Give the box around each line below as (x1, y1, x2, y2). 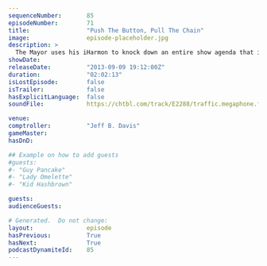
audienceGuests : (8, 202, 62, 210)
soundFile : (8, 100, 44, 108)
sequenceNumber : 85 (8, 11, 94, 20)
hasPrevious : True (8, 231, 102, 239)
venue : (8, 114, 30, 123)
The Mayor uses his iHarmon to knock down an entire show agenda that (15, 48, 254, 56)
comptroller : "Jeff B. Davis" (8, 122, 141, 130)
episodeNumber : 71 (8, 19, 94, 27)
